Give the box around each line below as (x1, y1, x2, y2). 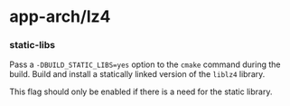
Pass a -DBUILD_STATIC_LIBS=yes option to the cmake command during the (9, 59, 281, 70)
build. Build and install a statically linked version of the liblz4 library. (9, 69, 266, 80)
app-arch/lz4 (9, 6, 111, 27)
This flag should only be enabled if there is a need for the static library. (9, 86, 273, 97)
